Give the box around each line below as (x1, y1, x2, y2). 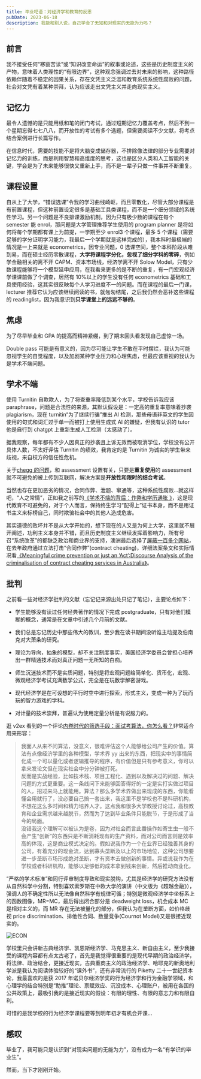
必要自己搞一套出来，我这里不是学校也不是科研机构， (62, 795, 194, 802)
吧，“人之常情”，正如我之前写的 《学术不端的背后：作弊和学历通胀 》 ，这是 (6, 494, 188, 501)
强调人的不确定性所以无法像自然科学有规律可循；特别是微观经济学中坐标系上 (6, 890, 195, 897)
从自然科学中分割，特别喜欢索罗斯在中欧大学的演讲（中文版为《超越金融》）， (6, 882, 195, 890)
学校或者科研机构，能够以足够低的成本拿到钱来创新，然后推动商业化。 (20, 863, 194, 870)
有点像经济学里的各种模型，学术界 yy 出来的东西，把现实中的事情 (26, 750, 187, 757)
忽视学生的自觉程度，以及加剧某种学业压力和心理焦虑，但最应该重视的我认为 (6, 352, 195, 360)
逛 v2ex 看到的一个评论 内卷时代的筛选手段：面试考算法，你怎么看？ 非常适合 (6, 722, 194, 730)
